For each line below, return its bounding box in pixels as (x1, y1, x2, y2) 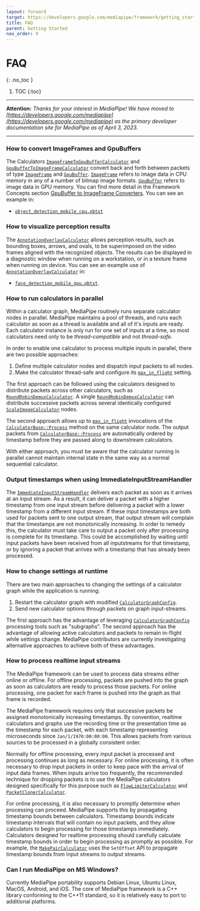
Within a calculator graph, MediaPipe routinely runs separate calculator (6, 308, 180, 315)
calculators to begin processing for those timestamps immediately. (6, 825, 170, 832)
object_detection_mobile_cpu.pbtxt (14, 209, 104, 215)
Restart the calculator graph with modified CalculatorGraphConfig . (14, 599, 177, 606)
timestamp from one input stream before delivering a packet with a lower (6, 501, 185, 509)
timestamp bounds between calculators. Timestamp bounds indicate (6, 812, 174, 820)
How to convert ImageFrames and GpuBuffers (6, 144, 142, 153)
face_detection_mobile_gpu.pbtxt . (14, 279, 99, 286)
